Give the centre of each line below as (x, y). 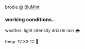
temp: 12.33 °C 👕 (22, 42)
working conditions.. (30, 19)
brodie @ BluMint (22, 7)
